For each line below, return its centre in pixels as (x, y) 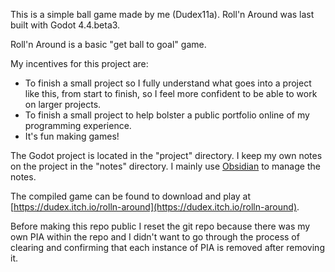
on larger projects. (63, 104)
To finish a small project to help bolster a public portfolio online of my (167, 115)
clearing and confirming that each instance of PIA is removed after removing (167, 247)
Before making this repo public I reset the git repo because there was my (160, 226)
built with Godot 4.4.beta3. (65, 25)
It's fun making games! (72, 136)
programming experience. (78, 125)
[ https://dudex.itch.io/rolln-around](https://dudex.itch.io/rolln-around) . (155, 207)
